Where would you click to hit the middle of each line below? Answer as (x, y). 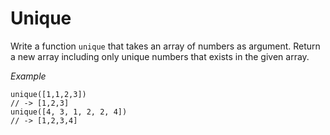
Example (28, 76)
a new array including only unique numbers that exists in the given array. (160, 56)
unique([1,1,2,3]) (48, 94)
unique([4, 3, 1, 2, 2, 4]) (69, 112)
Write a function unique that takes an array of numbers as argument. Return (165, 46)
